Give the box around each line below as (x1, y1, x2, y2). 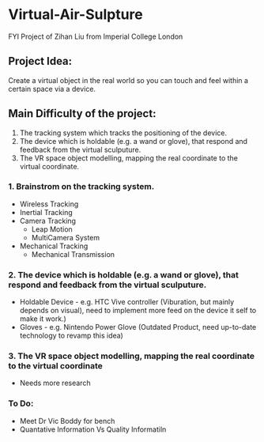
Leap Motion (31, 224, 73, 234)
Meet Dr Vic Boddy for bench (19, 416, 115, 425)
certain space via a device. (8, 84, 96, 93)
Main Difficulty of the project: (8, 107, 157, 120)
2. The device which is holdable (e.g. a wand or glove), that (8, 269, 239, 280)
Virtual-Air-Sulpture (8, 6, 144, 24)
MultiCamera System (31, 232, 100, 242)
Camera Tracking (19, 216, 77, 225)
